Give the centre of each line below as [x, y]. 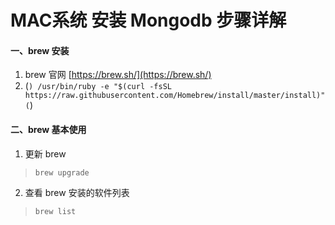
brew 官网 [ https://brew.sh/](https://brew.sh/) [118, 75]
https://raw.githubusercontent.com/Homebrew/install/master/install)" [175, 96]
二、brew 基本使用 [48, 129]
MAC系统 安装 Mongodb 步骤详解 [148, 20]
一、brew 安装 [40, 50]
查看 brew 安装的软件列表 [77, 192]
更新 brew [45, 153]
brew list [55, 211]
